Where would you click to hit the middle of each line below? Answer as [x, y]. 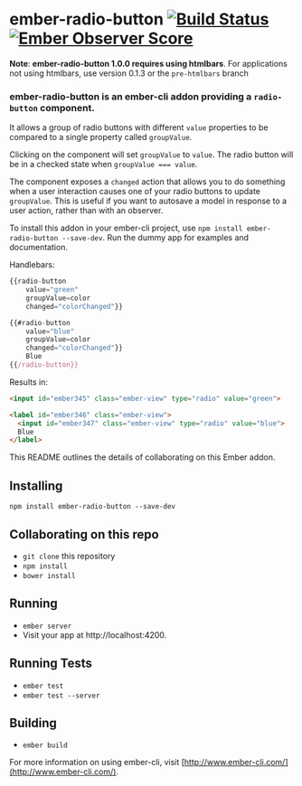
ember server [47, 626]
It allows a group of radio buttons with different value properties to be [139, 127]
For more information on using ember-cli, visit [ [97, 763]
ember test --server [61, 696]
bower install [49, 575]
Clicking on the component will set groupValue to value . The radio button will [151, 154]
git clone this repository [69, 556]
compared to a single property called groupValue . [101, 137]
